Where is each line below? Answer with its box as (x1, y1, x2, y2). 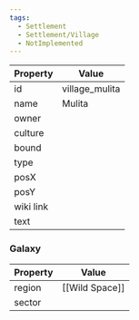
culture (14, 127, 45, 140)
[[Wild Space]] (62, 281, 125, 294)
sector (14, 296, 42, 308)
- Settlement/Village (17, 30, 100, 39)
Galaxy (9, 242, 42, 255)
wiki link (14, 200, 48, 213)
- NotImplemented (17, 38, 84, 48)
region (14, 281, 42, 294)
